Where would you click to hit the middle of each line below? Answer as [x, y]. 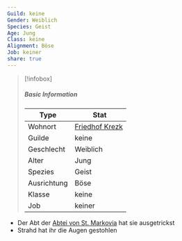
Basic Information [51, 94]
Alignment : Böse [31, 46]
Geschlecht [47, 149]
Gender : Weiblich [32, 20]
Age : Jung [22, 33]
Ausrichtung [48, 183]
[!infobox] [38, 78]
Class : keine [26, 40]
